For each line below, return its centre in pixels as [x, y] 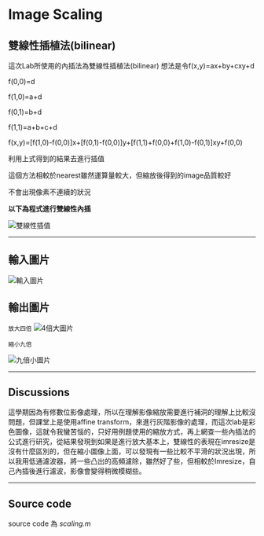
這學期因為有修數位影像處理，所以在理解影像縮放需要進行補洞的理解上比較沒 [132, 412]
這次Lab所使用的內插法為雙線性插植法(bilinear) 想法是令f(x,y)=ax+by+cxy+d [131, 66]
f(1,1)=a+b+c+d [33, 127]
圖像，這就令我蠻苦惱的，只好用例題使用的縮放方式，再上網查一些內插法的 [135, 432]
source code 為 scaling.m [50, 523]
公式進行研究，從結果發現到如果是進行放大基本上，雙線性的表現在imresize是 [132, 442]
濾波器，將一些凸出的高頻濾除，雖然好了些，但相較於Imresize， [145, 461]
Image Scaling [56, 15]
